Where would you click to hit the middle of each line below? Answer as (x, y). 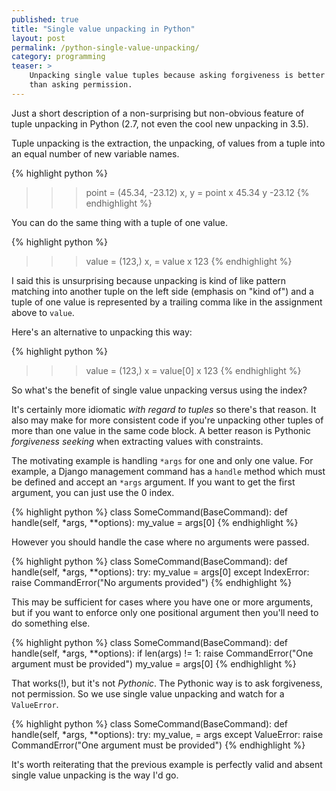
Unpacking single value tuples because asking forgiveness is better (177, 76)
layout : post (38, 38)
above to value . (43, 312)
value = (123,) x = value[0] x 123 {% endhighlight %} (193, 370)
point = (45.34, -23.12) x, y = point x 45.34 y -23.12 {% (197, 192)
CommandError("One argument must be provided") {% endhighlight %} (158, 745)
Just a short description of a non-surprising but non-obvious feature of (158, 113)
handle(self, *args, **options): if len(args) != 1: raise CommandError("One (162, 653)
